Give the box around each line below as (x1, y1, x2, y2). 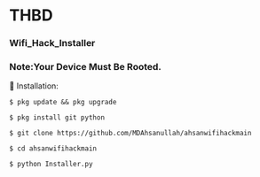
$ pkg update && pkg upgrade (9, 98, 117, 107)
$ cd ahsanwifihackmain (9, 144, 98, 153)
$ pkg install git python (9, 113, 105, 122)
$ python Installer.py (9, 160, 93, 169)
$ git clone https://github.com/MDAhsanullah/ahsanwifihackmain (9, 129, 252, 138)
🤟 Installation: (9, 81, 59, 91)
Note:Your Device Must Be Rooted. (9, 61, 162, 73)
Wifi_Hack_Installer (9, 37, 96, 50)
